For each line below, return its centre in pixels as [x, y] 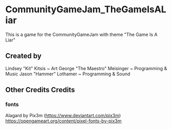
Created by [24, 56]
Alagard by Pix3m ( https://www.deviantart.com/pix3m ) [63, 116]
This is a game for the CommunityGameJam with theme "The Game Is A [81, 34]
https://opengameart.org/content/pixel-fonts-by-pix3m [63, 121]
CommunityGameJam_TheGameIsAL [86, 9]
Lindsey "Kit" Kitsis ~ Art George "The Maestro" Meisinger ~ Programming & [86, 68]
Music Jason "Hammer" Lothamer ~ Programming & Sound [68, 74]
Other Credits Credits [40, 90]
